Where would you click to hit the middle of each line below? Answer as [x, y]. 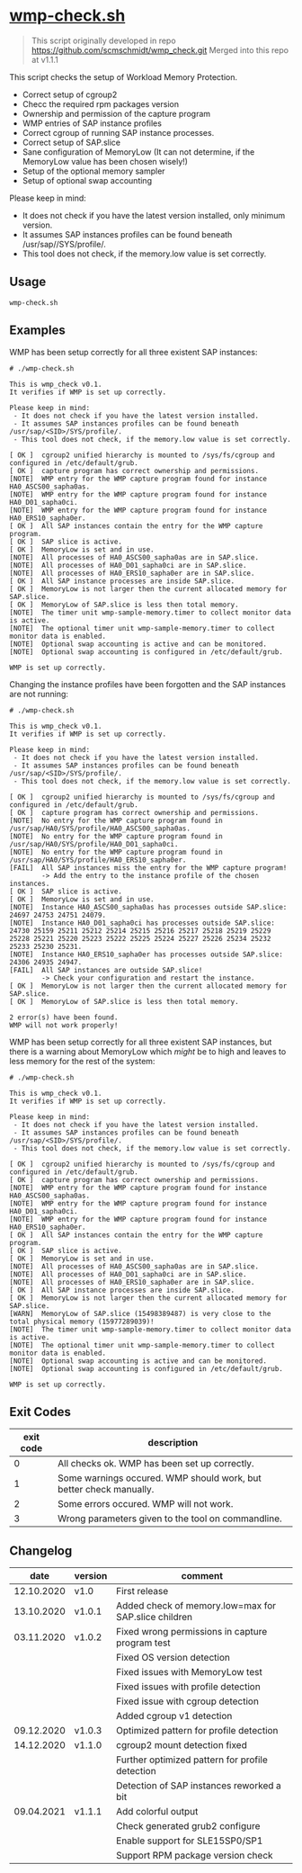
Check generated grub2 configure [188, 1826]
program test [143, 1643]
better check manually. [106, 1490]
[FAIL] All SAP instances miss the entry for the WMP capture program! [148, 868]
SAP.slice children [155, 1618]
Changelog [41, 1550]
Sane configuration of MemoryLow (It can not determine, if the [138, 152]
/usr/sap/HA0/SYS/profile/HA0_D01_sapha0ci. [94, 844]
